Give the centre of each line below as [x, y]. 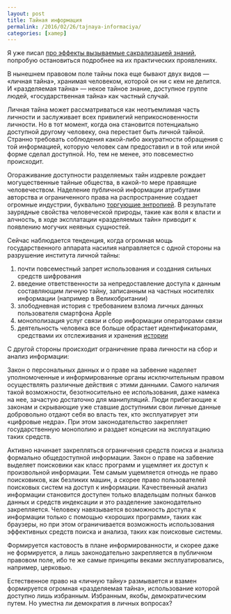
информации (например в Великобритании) [82, 299]
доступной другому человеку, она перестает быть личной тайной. [106, 132]
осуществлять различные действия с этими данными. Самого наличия [113, 385]
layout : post [26, 14]
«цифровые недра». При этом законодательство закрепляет [97, 422]
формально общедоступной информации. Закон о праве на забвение [111, 458]
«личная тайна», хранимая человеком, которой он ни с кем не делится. [114, 82]
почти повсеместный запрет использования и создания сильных [114, 269]
